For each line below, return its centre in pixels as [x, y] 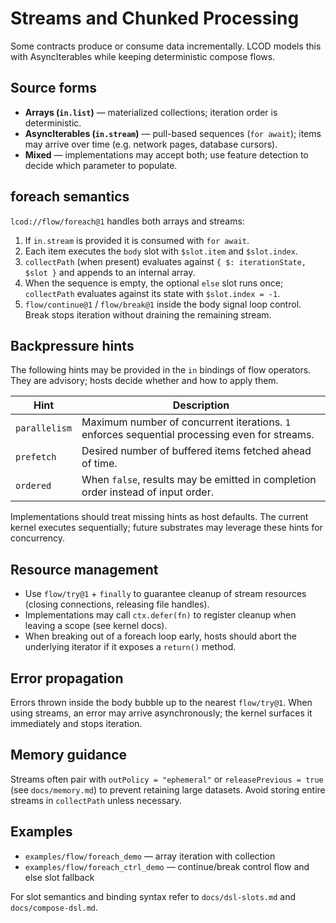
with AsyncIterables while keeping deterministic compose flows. [143, 56]
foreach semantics [70, 197]
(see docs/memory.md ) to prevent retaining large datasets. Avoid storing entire [168, 789]
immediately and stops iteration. [76, 723]
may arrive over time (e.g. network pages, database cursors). [151, 144]
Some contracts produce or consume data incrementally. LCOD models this [166, 46]
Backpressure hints [72, 345]
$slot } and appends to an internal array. [110, 272]
